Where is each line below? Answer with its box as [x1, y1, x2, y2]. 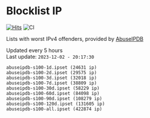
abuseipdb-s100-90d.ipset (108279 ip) [6, 95, 102, 101]
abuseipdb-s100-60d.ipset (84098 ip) [6, 90, 100, 96]
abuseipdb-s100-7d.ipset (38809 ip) [6, 80, 97, 86]
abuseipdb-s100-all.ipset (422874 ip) [6, 106, 102, 112]
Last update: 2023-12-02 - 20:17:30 [6, 53, 94, 60]
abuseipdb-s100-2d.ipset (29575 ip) [6, 69, 97, 75]
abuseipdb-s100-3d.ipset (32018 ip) [6, 75, 97, 81]
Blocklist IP [6, 4, 62, 18]
